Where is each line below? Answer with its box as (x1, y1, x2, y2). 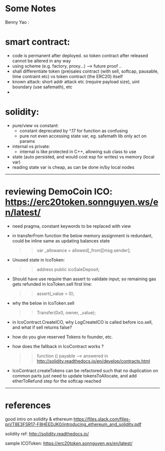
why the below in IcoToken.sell (12, 300, 75, 306)
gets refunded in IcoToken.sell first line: (12, 281, 92, 287)
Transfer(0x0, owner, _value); (36, 310, 96, 316)
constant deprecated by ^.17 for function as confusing (19, 128, 128, 133)
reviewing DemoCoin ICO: (5, 186, 113, 197)
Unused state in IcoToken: (12, 257, 65, 263)
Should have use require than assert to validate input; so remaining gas (12, 276, 156, 282)
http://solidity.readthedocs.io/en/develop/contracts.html (36, 358, 151, 364)
